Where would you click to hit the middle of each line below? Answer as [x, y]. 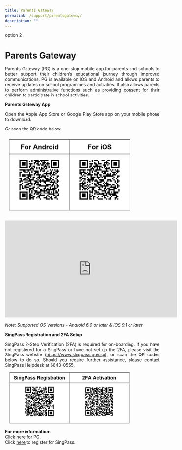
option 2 [13, 35]
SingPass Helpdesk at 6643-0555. [40, 365]
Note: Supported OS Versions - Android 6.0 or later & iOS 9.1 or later [74, 325]
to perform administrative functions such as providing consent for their [82, 90]
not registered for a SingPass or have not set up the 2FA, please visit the [82, 349]
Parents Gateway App [28, 105]
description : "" [22, 21]
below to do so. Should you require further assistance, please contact [82, 360]
